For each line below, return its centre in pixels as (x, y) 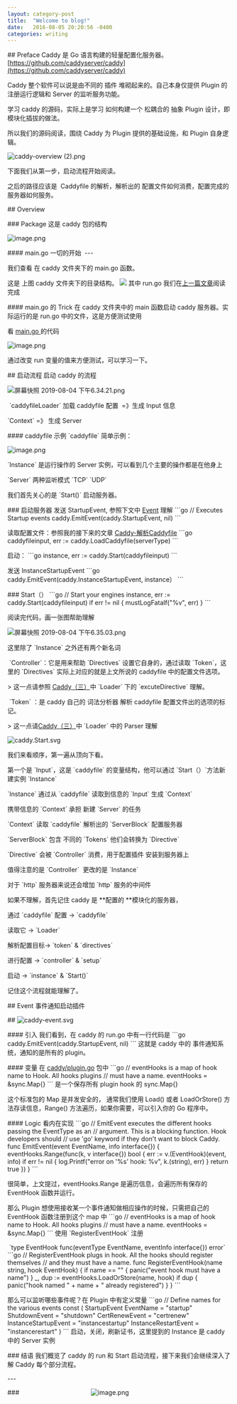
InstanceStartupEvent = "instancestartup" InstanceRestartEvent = (104, 1323)
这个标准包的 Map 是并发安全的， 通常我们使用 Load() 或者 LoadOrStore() (115, 1099)
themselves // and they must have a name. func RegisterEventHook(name (115, 1263)
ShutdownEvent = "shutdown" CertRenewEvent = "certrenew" (98, 1316)
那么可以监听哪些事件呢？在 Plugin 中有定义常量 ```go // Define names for (114, 1300)
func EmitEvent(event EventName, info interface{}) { (84, 1146)
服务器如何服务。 (32, 195)
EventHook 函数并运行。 (43, 1193)
